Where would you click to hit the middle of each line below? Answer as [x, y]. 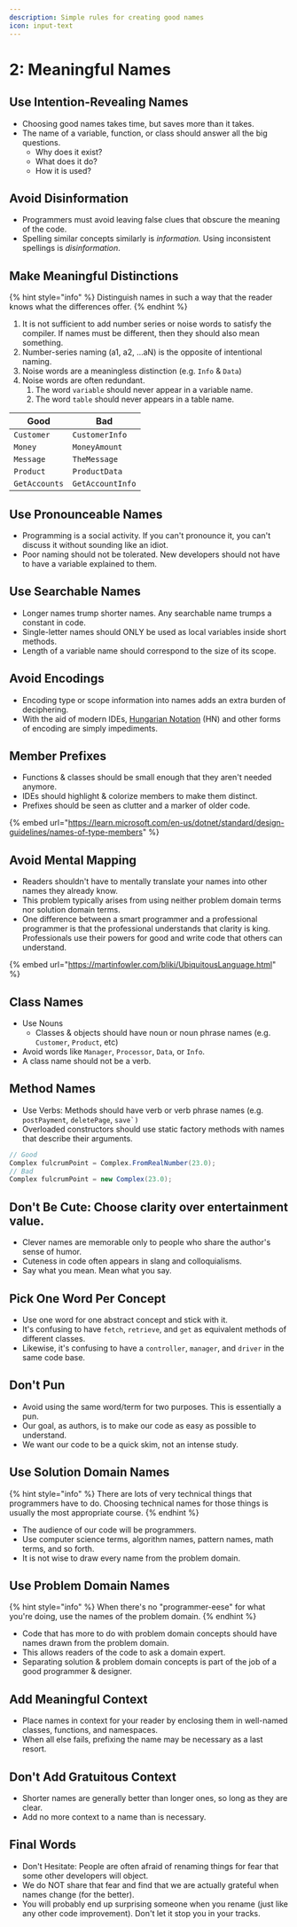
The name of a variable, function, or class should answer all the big [145, 133]
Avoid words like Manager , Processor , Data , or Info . [113, 1051]
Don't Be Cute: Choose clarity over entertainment [148, 1207]
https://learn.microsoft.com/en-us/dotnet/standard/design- [176, 823]
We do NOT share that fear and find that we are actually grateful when [150, 1884]
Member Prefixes [58, 756]
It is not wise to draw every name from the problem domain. [131, 1558]
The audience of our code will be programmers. [109, 1530]
